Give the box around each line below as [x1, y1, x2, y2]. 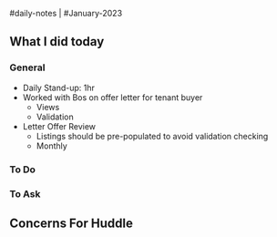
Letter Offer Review [22, 120, 97, 131]
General [9, 61, 46, 74]
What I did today [9, 34, 105, 49]
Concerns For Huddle [9, 215, 134, 231]
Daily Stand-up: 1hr [22, 82, 96, 93]
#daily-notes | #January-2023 [9, 8, 123, 18]
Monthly [36, 140, 68, 151]
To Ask [9, 187, 41, 200]
